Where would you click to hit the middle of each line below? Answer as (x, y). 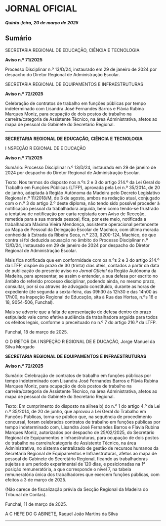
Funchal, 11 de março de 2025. (36, 504)
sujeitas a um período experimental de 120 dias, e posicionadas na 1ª (75, 464)
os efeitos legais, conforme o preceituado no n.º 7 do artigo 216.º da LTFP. (81, 322)
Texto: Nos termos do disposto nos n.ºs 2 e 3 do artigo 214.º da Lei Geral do (83, 182)
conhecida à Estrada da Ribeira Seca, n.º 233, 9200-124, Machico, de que (81, 235)
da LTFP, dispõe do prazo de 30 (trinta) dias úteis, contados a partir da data (82, 265)
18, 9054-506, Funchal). (30, 302)
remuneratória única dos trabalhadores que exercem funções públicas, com (82, 474)
